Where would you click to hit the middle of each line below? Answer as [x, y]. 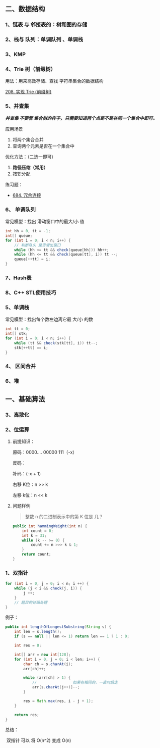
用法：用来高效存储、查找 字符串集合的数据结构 [54, 81]
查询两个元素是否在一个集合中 [43, 146]
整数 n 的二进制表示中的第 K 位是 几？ [64, 516]
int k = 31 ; [34, 535]
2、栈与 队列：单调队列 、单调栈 [44, 39]
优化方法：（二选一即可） [31, 157]
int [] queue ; [19, 236]
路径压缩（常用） [30, 167]
